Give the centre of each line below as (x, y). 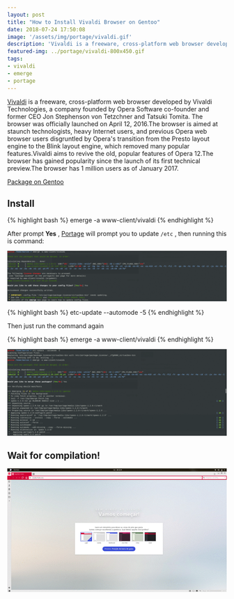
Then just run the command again (56, 326)
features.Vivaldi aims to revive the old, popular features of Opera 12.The (110, 153)
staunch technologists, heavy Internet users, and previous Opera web (107, 131)
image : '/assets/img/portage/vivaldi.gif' (70, 37)
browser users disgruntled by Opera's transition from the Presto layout (109, 139)
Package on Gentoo (36, 182)
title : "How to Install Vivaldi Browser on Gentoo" (84, 22)
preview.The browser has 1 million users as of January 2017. (93, 168)
